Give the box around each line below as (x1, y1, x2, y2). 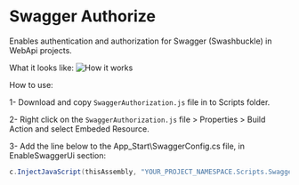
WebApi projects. (9, 44, 73, 55)
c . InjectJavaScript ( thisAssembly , (9, 167, 138, 176)
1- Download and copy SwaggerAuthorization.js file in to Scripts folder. (9, 96, 271, 108)
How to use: (9, 79, 53, 90)
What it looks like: (9, 62, 74, 73)
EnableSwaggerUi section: (9, 149, 107, 161)
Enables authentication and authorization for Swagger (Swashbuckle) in (9, 36, 272, 46)
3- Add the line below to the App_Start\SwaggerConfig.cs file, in (9, 141, 246, 151)
